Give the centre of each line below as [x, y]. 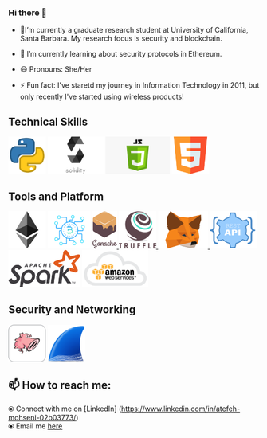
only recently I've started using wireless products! [102, 97]
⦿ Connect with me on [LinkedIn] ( [65, 409]
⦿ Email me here [35, 426]
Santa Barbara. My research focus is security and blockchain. [121, 38]
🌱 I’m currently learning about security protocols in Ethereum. [121, 54]
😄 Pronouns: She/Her [56, 69]
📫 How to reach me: [60, 385]
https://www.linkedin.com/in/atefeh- [181, 409]
